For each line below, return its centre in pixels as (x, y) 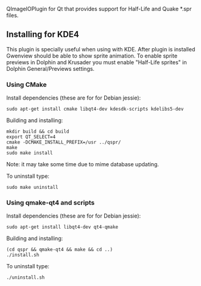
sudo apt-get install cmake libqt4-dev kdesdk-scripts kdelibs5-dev (95, 109)
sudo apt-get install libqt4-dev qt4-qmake (62, 227)
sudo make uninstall (33, 188)
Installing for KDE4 (43, 35)
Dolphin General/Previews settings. (51, 68)
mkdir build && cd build (38, 132)
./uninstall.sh (26, 277)
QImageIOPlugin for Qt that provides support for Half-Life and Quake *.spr (99, 9)
